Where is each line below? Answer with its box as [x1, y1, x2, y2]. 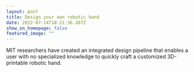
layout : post [6, 8, 39, 15]
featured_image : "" [6, 31, 55, 37]
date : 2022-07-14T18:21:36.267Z [6, 19, 86, 25]
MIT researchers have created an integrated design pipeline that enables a [6, 47, 189, 54]
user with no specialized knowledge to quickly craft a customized [6, 53, 166, 60]
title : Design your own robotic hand [6, 14, 100, 20]
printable [6, 60, 28, 67]
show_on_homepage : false [6, 25, 68, 31]
